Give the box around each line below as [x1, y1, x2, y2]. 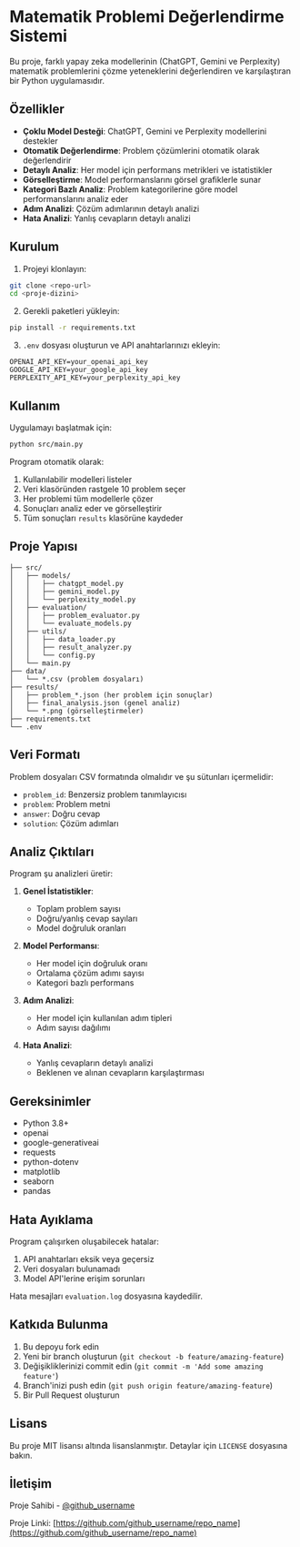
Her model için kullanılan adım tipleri [35, 1013, 173, 1024]
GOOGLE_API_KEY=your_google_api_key [9, 366, 148, 375]
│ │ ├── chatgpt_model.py [9, 579, 125, 588]
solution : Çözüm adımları [22, 817, 119, 829]
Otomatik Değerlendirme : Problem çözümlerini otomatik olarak [22, 145, 260, 156]
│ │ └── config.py [9, 651, 95, 660]
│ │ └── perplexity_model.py [9, 594, 136, 604]
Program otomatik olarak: [9, 456, 105, 467]
